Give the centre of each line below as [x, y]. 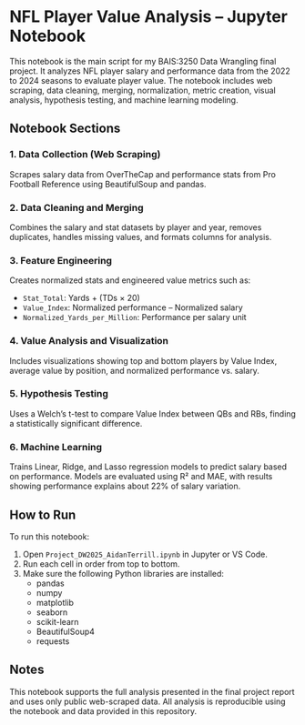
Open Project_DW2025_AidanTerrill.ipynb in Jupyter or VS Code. [145, 554]
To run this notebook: [49, 536]
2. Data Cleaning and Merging [76, 207]
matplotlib [55, 602]
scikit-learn [57, 621]
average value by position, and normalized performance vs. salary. [134, 370]
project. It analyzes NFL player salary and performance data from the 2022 [150, 71]
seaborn [52, 612]
